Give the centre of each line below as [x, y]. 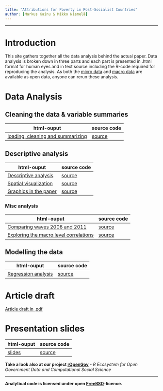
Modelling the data [34, 252]
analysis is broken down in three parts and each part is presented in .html [78, 61]
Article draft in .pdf [24, 309]
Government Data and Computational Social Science [58, 370]
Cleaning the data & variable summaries [67, 115]
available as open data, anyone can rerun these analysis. [62, 77]
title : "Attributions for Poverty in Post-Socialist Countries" [71, 9]
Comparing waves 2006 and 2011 [47, 227]
